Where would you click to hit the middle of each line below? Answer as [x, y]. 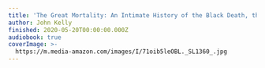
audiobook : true [35, 37]
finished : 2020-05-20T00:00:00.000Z [68, 30]
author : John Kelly [40, 23]
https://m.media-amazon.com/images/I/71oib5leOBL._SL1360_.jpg [121, 52]
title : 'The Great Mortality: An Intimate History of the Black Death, [128, 15]
